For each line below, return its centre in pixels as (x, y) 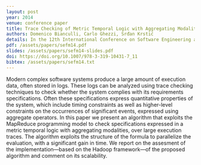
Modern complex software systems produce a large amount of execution (96, 79)
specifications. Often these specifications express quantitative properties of (100, 98)
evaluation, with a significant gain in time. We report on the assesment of (96, 143)
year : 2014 (20, 17)
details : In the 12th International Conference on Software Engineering (99, 40)
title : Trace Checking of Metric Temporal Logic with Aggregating (91, 28)
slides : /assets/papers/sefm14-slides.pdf (60, 51)
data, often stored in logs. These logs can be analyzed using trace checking (100, 85)
